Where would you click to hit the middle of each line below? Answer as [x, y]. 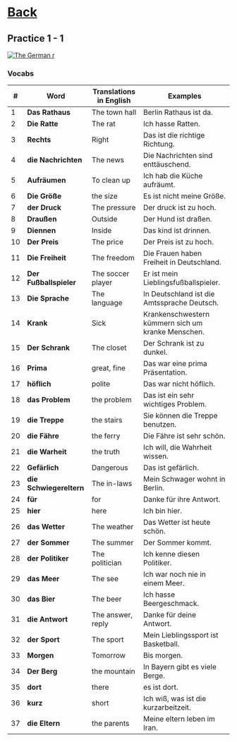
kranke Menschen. [174, 332]
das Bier [41, 599]
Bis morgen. [163, 655]
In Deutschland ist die [179, 294]
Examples [185, 96]
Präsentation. [165, 372]
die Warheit [47, 452]
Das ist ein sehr [169, 396]
